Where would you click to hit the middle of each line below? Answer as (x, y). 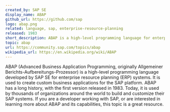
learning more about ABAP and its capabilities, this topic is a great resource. (84, 104)
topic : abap (18, 43)
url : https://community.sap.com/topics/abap (53, 47)
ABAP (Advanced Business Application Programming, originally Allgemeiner (84, 67)
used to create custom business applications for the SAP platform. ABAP (81, 82)
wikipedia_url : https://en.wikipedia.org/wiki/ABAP (61, 52)
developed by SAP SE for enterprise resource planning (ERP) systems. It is (83, 77)
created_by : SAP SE (26, 10)
